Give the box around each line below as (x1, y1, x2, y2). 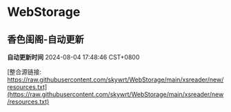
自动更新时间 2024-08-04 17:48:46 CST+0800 (7, 53, 140, 61)
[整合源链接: (7, 68, 42, 76)
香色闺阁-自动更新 (7, 33, 84, 45)
